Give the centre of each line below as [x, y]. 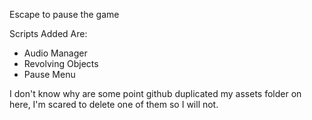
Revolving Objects [61, 63]
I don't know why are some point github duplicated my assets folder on [155, 93]
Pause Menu [49, 74]
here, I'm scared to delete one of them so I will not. [114, 104]
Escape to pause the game [64, 14]
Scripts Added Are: [48, 33]
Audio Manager [55, 53]
